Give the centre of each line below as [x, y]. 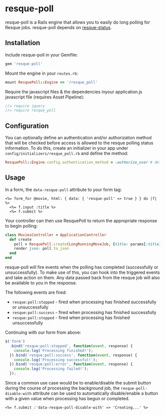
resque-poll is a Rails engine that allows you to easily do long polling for [78, 22]
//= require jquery [25, 106]
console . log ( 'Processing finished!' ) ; [54, 351]
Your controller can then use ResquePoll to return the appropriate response [81, 221]
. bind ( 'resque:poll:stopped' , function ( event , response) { [71, 346]
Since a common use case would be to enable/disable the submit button [78, 383]
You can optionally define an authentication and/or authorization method [79, 138]
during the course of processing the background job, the [62, 388]
